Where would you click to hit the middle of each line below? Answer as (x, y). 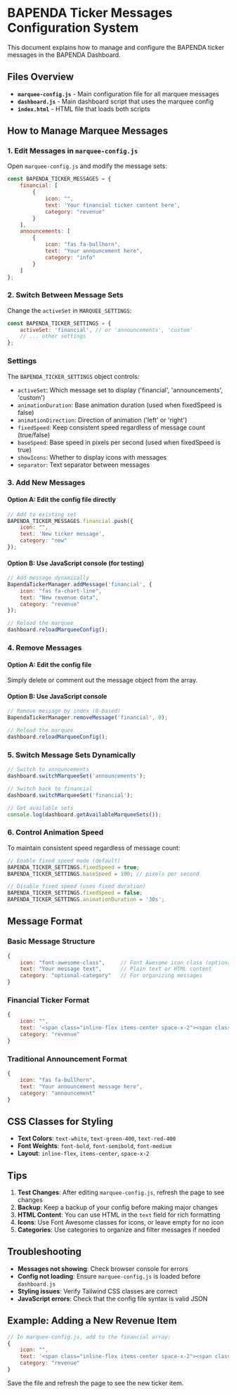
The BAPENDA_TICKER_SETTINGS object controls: (73, 376)
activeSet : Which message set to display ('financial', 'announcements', (120, 390)
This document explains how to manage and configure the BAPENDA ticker (116, 47)
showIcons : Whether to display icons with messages (92, 457)
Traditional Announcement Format (67, 1059)
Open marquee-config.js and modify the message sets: (87, 166)
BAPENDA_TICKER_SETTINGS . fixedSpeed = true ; (73, 867)
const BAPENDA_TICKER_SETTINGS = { (59, 323)
